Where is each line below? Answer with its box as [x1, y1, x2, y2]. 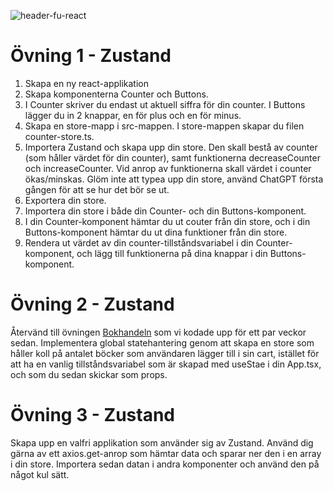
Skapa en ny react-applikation [24, 77, 149, 89]
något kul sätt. [10, 468, 70, 480]
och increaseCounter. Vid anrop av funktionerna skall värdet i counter [24, 162, 312, 174]
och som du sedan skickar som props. [10, 368, 168, 380]
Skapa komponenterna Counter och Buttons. [24, 88, 209, 100]
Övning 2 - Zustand [10, 293, 175, 316]
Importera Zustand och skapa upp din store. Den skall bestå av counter [24, 141, 318, 153]
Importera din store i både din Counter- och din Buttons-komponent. [24, 205, 307, 217]
